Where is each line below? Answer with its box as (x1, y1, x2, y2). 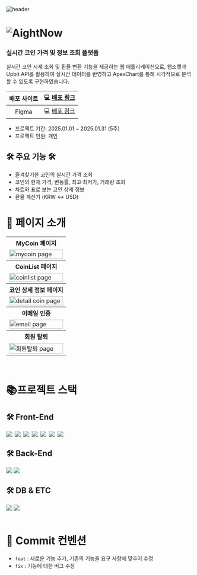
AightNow (12, 27, 63, 40)
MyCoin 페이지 (15, 239, 57, 247)
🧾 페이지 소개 (6, 217, 66, 230)
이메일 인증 (21, 309, 51, 317)
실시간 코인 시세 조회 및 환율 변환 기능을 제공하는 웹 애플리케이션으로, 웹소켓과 (6, 63, 187, 71)
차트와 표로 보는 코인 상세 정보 (14, 186, 85, 193)
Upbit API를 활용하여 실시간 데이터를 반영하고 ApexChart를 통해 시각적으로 (6, 71, 180, 78)
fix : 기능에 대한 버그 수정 (14, 562, 75, 569)
